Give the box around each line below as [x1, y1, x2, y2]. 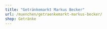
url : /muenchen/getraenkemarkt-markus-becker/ [5, 12, 103, 17]
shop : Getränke [5, 16, 36, 21]
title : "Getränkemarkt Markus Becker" [5, 7, 85, 12]
